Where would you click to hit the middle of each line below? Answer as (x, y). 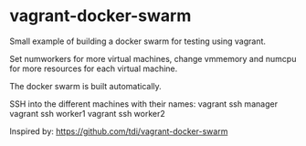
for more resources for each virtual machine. (94, 68)
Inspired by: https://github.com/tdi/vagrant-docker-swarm (119, 131)
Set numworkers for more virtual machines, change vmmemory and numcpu (153, 58)
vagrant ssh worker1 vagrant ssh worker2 (88, 113)
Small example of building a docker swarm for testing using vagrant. (138, 41)
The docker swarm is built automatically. (85, 86)
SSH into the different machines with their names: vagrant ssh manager (144, 104)
